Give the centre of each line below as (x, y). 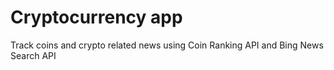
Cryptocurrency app (96, 17)
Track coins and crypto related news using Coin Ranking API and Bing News (167, 45)
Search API (33, 55)
